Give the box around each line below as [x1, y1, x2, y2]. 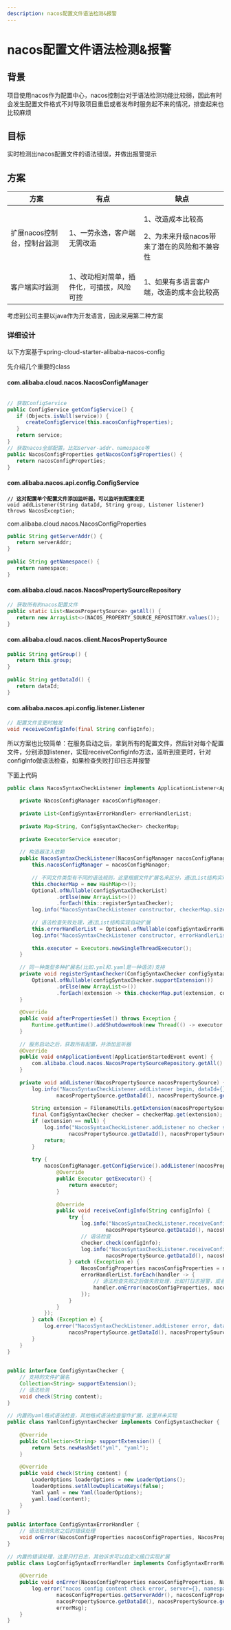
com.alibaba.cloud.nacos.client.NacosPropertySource [7, 635, 168, 643]
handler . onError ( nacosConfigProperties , [93, 1284, 211, 1291]
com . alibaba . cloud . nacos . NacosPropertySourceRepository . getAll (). [32, 1060, 226, 1067]
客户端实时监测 [10, 282, 60, 292]
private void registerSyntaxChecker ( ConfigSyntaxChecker [19, 971, 186, 978]
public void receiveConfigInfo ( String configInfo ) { [56, 1207, 211, 1215]
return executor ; [68, 1182, 118, 1188]
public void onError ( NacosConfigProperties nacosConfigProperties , [19, 1579, 217, 1586]
